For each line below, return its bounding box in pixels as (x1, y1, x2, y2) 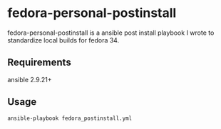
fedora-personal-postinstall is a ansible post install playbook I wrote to (7, 28, 215, 37)
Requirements (7, 57, 71, 69)
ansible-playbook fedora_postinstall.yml (7, 115, 133, 122)
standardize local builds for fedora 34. (7, 35, 120, 44)
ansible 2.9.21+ (7, 75, 52, 84)
